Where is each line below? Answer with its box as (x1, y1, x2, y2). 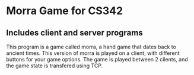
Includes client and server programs (6, 28, 144, 38)
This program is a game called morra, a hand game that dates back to (6, 43, 177, 50)
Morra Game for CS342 (6, 4, 123, 18)
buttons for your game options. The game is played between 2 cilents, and (6, 56, 188, 63)
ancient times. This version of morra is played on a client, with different (6, 50, 180, 57)
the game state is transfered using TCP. (6, 62, 103, 69)
